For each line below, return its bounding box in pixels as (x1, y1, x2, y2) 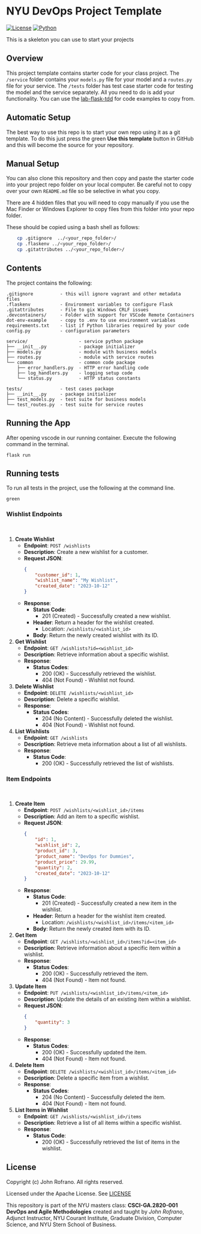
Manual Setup (6, 159, 60, 169)
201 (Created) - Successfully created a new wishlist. (41, 612, 171, 620)
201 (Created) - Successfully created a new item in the (41, 899, 177, 907)
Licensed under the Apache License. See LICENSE (6, 1189, 131, 1197)
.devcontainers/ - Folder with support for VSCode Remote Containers (6, 312, 195, 318)
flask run (6, 452, 31, 458)
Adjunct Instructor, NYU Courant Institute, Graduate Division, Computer (6, 1214, 182, 1221)
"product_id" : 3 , (35, 848, 78, 854)
